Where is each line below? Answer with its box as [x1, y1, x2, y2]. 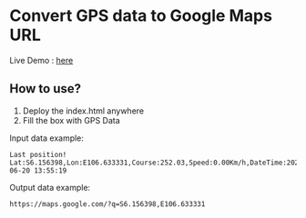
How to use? [9, 81, 82, 96]
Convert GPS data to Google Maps [9, 5, 273, 26]
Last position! [9, 150, 67, 159]
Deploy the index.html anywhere [22, 105, 145, 116]
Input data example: [9, 133, 85, 144]
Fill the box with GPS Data [22, 114, 120, 125]
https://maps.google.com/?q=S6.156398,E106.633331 [9, 199, 206, 209]
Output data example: [9, 182, 91, 193]
